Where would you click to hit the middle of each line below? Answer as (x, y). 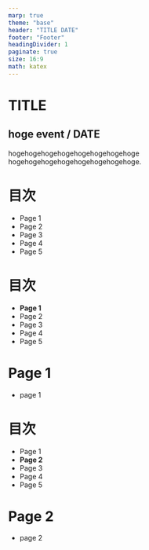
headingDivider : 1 (38, 45)
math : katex (27, 67)
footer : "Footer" (36, 37)
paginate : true (33, 52)
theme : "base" (31, 23)
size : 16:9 (26, 60)
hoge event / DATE (54, 134)
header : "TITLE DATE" (44, 30)
